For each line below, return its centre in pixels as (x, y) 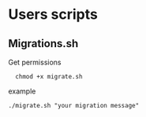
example (22, 91)
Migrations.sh (43, 44)
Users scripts (53, 15)
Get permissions (35, 62)
